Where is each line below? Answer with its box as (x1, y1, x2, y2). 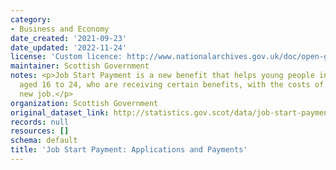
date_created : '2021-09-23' (10, 33, 128, 43)
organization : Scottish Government (10, 98, 159, 108)
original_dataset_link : (10, 107, 110, 118)
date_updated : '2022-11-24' (10, 42, 128, 53)
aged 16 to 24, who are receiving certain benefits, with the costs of (19, 80, 325, 90)
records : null (10, 117, 70, 127)
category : (10, 14, 52, 25)
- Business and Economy (10, 24, 110, 34)
